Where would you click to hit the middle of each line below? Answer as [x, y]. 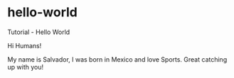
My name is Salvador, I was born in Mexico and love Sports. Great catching [117, 59]
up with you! [26, 67]
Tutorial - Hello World [39, 32]
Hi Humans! [25, 45]
